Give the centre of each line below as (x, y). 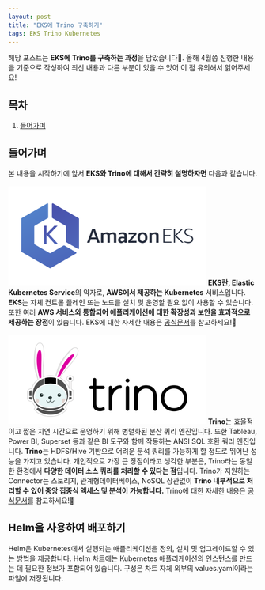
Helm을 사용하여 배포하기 (67, 528)
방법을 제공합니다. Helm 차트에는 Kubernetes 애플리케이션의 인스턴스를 (127, 558)
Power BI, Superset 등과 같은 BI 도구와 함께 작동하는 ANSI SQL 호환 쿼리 (121, 441)
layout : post (30, 17)
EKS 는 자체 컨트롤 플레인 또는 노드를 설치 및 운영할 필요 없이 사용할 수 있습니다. (131, 302)
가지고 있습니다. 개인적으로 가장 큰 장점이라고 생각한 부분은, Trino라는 (130, 461)
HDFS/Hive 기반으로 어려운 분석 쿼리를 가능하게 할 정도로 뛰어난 (150, 451)
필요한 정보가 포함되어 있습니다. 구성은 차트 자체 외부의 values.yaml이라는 (139, 568)
